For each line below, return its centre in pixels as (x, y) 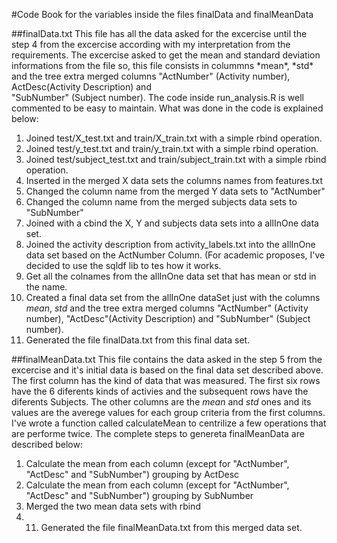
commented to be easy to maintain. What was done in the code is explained (167, 108)
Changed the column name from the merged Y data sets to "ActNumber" (175, 191)
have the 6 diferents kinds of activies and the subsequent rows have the (160, 391)
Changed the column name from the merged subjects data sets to (161, 202)
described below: (47, 444)
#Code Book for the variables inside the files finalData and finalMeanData (162, 14)
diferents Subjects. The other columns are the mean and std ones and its (161, 402)
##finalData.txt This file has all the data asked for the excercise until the (159, 33)
